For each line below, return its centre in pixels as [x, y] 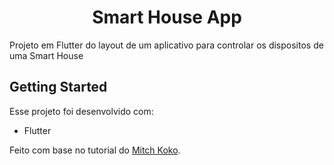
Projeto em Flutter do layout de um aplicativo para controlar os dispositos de [166, 45]
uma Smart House [46, 55]
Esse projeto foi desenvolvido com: [81, 111]
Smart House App [167, 17]
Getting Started [58, 87]
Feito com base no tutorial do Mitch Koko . [95, 150]
